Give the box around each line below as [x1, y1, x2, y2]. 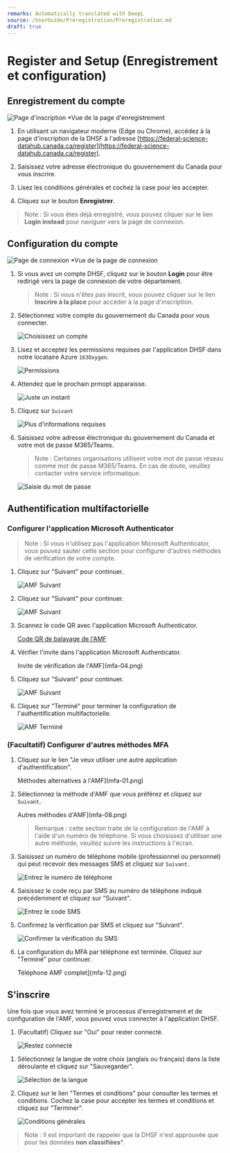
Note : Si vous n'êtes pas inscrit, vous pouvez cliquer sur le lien [34, 291, 216, 299]
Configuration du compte [7, 237, 118, 250]
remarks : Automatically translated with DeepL [7, 10, 144, 17]
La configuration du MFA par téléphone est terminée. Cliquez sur [17, 948, 202, 956]
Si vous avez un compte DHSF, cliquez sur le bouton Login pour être [17, 270, 213, 278]
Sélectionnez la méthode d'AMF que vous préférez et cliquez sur [17, 790, 202, 798]
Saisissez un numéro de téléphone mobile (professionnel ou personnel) [17, 853, 221, 861]
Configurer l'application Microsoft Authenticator [7, 523, 175, 533]
